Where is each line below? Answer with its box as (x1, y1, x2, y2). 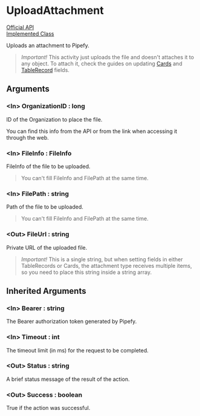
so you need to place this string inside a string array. (21, 268, 152, 276)
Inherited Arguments (6, 285, 86, 296)
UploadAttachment (6, 4, 104, 18)
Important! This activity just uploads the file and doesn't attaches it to (21, 53, 195, 60)
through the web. (6, 134, 50, 141)
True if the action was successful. (6, 405, 91, 412)
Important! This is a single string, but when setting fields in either (21, 255, 183, 263)
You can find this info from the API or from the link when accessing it (6, 128, 178, 135)
